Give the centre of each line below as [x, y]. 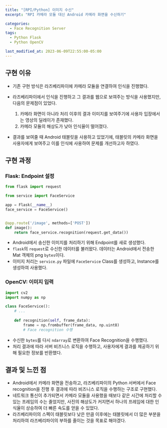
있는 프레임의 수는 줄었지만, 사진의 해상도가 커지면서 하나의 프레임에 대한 [83, 402]
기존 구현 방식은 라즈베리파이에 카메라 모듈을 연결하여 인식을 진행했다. [80, 86]
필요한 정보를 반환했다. [40, 353]
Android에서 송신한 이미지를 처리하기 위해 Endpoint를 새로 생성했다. [79, 243]
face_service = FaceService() [37, 209]
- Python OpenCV [26, 42]
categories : [17, 24]
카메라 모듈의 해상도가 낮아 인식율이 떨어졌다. [64, 126]
